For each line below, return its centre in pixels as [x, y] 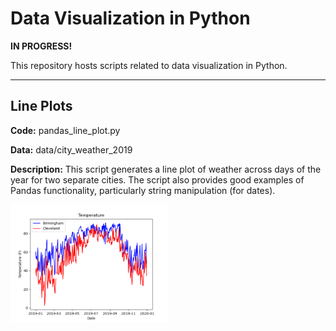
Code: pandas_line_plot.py [65, 130]
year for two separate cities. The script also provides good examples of [157, 179]
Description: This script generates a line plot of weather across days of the [166, 169]
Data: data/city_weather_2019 [71, 149]
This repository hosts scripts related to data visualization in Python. [149, 65]
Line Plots [41, 106]
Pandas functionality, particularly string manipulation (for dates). [143, 190]
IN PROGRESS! [41, 46]
